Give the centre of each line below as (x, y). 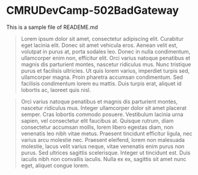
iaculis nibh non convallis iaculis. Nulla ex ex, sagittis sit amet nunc (104, 159)
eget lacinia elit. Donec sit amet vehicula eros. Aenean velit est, (99, 45)
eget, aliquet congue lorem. (55, 165)
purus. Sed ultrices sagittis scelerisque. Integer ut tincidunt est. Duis (106, 152)
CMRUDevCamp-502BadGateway (93, 11)
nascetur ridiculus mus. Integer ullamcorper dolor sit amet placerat (104, 108)
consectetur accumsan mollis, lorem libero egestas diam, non (97, 127)
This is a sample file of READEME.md (52, 27)
